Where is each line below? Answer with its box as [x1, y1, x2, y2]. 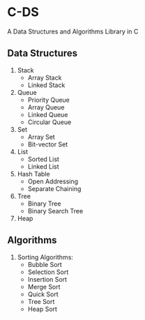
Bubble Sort [27, 260, 63, 268]
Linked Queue [27, 110, 68, 119]
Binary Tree [27, 199, 61, 208]
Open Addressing [27, 177, 79, 185]
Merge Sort [27, 282, 61, 291]
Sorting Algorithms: [17, 252, 73, 261]
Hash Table [17, 169, 50, 178]
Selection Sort [27, 268, 69, 276]
